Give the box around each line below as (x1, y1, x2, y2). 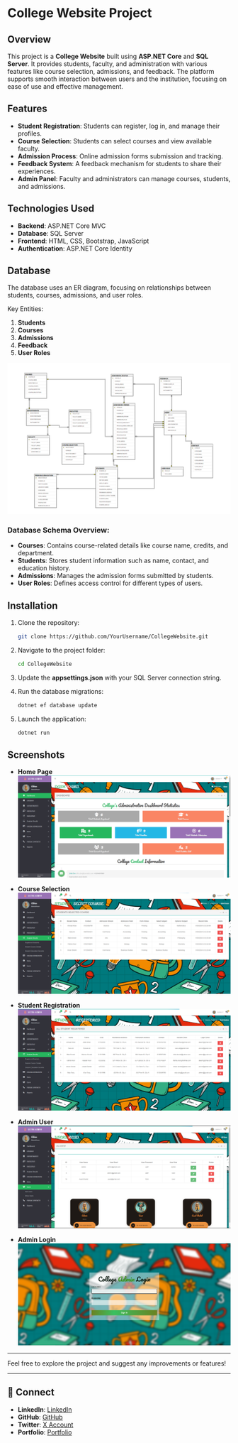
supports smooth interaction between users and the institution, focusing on (7, 75, 227, 83)
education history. (17, 564, 71, 572)
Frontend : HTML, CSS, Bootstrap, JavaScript (17, 236, 149, 245)
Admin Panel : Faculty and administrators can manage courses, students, (17, 174, 231, 183)
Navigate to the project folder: (17, 646, 106, 655)
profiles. (17, 129, 42, 138)
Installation (7, 599, 58, 611)
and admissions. (17, 182, 66, 190)
